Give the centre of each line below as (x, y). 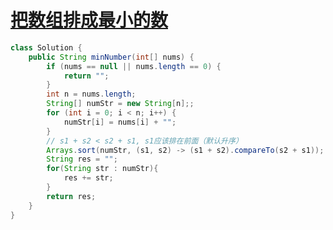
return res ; (71, 196)
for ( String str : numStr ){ (102, 169)
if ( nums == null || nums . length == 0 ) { (134, 66)
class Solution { (46, 47)
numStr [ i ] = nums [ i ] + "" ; (120, 122)
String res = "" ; (82, 159)
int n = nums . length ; (91, 94)
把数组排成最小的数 (89, 20)
